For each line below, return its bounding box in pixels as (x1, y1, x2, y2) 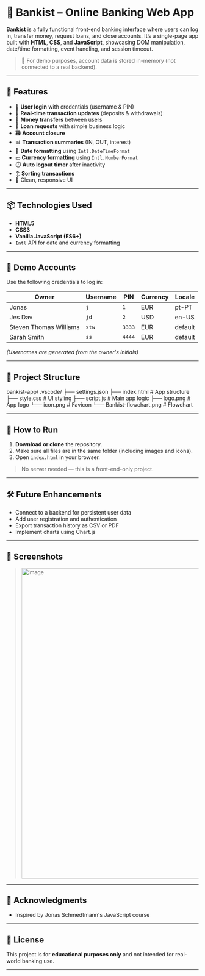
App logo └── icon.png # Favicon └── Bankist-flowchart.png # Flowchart (6, 401, 193, 408)
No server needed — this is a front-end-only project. (21, 466, 154, 472)
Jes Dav (9, 313, 33, 322)
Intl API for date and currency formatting (15, 239, 120, 246)
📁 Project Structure (6, 372, 81, 382)
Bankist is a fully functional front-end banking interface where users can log (6, 26, 199, 33)
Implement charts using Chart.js (15, 528, 96, 535)
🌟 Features (6, 87, 48, 97)
